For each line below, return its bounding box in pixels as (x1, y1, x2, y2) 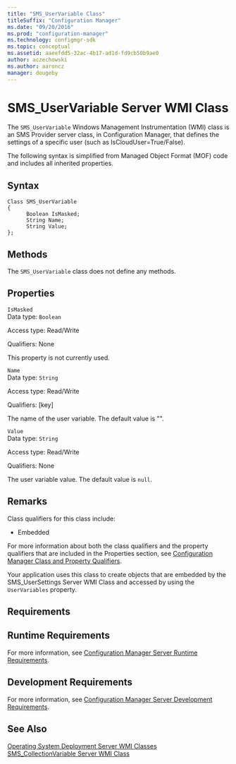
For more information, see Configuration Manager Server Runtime (7, 648, 198, 657)
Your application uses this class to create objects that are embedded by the (7, 570, 227, 578)
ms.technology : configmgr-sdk (7, 37, 97, 44)
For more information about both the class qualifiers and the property (7, 541, 209, 550)
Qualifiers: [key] (7, 400, 54, 409)
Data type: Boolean (7, 312, 61, 321)
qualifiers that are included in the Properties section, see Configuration (7, 549, 213, 557)
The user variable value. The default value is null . (7, 475, 153, 483)
